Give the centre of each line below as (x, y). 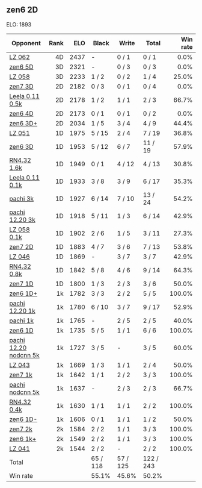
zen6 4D (21, 113)
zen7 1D (21, 284)
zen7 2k (21, 429)
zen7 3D (21, 86)
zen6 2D (22, 10)
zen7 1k (21, 375)
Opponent (26, 43)
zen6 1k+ (23, 439)
